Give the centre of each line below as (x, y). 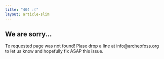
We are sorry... (29, 34)
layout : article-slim (27, 14)
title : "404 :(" (22, 10)
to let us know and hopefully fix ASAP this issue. (54, 51)
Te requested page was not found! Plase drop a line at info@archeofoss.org (82, 46)
